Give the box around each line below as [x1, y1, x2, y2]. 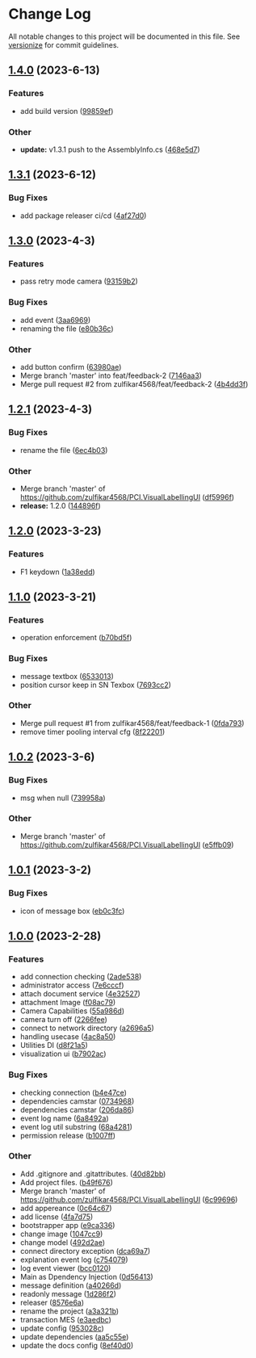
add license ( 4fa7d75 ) [19, 1212, 94, 1222]
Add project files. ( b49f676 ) [19, 1177, 113, 1187]
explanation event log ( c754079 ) [19, 1255, 128, 1264]
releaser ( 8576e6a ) [19, 1297, 85, 1307]
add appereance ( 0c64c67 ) [19, 1203, 112, 1213]
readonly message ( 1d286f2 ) [19, 1289, 117, 1298]
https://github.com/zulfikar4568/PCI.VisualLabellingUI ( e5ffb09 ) [19, 840, 234, 849]
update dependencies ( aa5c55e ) [19, 1331, 129, 1341]
